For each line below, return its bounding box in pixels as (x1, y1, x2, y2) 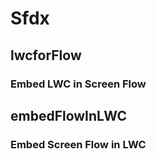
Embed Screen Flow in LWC (10, 137, 147, 151)
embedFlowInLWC (10, 107, 128, 124)
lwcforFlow (10, 47, 82, 64)
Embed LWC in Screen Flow (10, 77, 147, 91)
